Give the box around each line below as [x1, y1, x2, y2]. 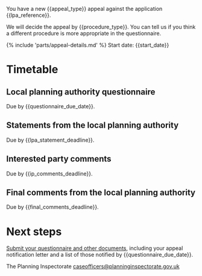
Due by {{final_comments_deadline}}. [6, 203, 99, 211]
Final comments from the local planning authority [6, 188, 196, 198]
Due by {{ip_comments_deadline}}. [6, 169, 93, 177]
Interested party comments [6, 154, 112, 164]
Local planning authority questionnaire [6, 87, 156, 97]
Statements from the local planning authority [6, 120, 179, 131]
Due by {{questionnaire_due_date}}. [6, 103, 95, 110]
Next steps [6, 225, 62, 238]
